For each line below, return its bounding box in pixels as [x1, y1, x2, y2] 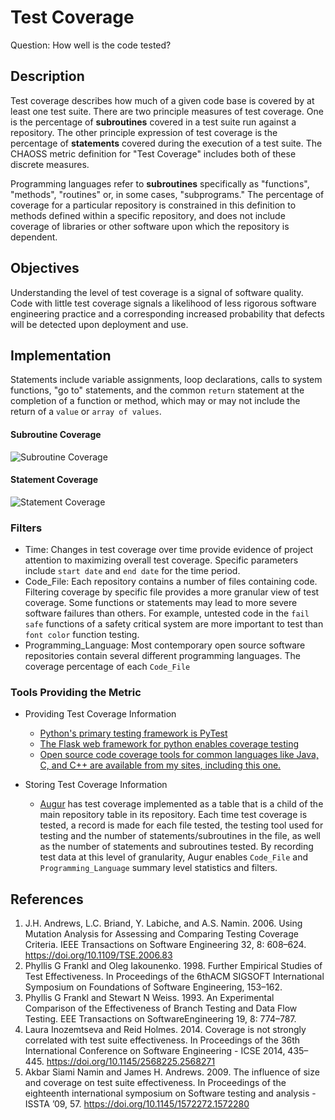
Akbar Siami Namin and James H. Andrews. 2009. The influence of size [24, 1066, 320, 1078]
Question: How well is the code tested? [10, 39, 172, 51]
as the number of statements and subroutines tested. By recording [39, 841, 314, 853]
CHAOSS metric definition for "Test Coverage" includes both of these [10, 147, 297, 160]
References [10, 891, 84, 908]
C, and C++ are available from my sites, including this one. [39, 759, 282, 771]
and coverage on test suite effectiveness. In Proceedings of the [24, 1077, 287, 1089]
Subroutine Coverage [10, 428, 102, 440]
